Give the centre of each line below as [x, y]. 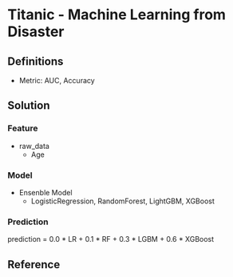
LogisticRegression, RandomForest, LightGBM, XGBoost [122, 201]
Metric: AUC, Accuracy [57, 80]
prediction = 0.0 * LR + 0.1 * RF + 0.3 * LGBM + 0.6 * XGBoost [111, 239]
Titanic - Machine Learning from [117, 15]
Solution [29, 106]
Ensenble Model [45, 192]
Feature [23, 128]
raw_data [34, 146]
